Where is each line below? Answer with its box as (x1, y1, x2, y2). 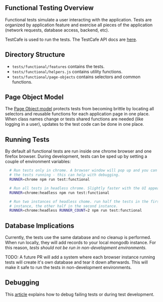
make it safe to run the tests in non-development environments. (5, 265, 132, 270)
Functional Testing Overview (5, 4, 94, 12)
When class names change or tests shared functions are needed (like (5, 116, 144, 122)
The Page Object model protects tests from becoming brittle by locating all (5, 106, 154, 112)
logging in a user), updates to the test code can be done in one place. (5, 121, 144, 127)
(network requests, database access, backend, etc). (5, 27, 109, 33)
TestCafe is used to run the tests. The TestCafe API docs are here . (5, 36, 137, 42)
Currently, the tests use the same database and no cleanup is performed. (5, 235, 151, 240)
